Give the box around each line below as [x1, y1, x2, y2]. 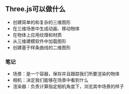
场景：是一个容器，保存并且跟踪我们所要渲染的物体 [12, 71, 120, 77]
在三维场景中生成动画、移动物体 [12, 25, 80, 31]
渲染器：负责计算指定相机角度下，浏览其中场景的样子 [12, 83, 124, 89]
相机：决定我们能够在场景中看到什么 [12, 77, 89, 83]
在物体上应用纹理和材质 [12, 32, 62, 38]
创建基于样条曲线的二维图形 [12, 44, 71, 51]
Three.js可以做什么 [5, 5, 66, 14]
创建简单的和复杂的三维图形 [12, 19, 71, 25]
